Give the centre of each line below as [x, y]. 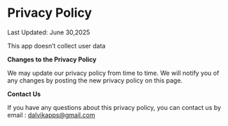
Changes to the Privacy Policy [52, 59]
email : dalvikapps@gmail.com [51, 115]
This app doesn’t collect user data [56, 45]
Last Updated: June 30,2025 [49, 32]
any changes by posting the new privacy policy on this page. [95, 80]
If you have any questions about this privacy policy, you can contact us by [114, 107]
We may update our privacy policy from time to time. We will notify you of [113, 73]
